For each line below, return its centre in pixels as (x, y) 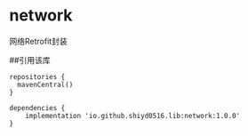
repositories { (37, 76)
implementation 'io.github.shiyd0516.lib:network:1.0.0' (133, 116)
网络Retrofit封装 (39, 41)
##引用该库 (30, 60)
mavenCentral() (45, 84)
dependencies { (37, 108)
